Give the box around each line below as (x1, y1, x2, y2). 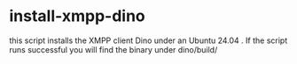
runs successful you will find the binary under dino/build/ (9, 44, 218, 54)
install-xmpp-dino (9, 6, 146, 26)
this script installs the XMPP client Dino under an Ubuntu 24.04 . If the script (9, 35, 288, 46)
